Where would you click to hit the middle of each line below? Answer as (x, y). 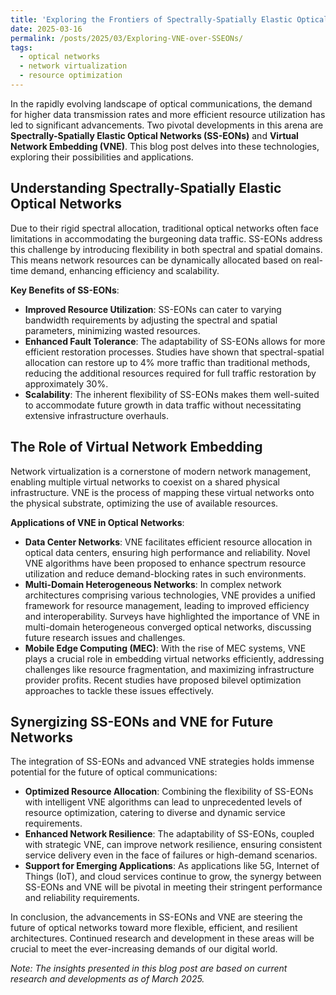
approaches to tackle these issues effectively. (119, 690)
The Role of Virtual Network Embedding (136, 447)
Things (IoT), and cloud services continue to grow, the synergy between (173, 877)
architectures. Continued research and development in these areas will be (162, 938)
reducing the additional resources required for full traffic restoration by (170, 373)
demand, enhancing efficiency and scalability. (125, 270)
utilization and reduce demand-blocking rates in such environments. (165, 573)
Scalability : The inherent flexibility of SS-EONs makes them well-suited (172, 394)
